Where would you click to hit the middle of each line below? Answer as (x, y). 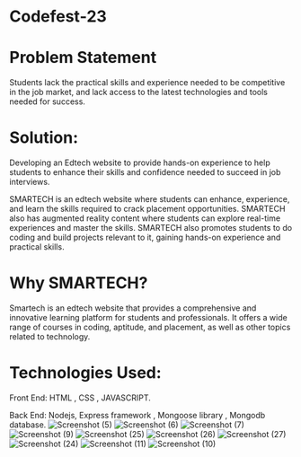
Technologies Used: (85, 373)
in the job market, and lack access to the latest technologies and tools (138, 92)
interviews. (30, 182)
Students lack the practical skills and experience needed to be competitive (147, 83)
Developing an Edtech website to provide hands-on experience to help (140, 163)
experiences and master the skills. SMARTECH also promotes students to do (151, 228)
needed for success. (47, 101)
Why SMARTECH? (79, 283)
